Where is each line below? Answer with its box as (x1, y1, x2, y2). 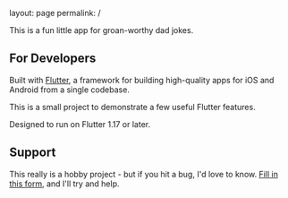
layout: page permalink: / (9, 8, 101, 18)
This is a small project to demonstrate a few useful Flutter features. (9, 101, 257, 112)
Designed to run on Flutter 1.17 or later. (9, 118, 150, 129)
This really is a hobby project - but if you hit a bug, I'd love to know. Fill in (9, 168, 279, 179)
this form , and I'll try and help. (9, 178, 120, 189)
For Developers (9, 51, 97, 66)
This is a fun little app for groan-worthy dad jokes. (9, 25, 194, 35)
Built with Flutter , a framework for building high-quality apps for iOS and (9, 74, 275, 85)
